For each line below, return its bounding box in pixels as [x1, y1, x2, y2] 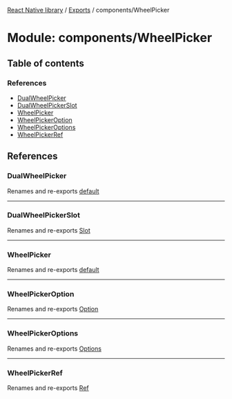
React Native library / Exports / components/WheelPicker [7, 6, 170, 14]
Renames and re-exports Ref [7, 384, 90, 392]
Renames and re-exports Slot [7, 226, 91, 234]
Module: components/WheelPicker [7, 30, 213, 46]
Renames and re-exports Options [7, 344, 102, 353]
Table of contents [7, 57, 84, 69]
